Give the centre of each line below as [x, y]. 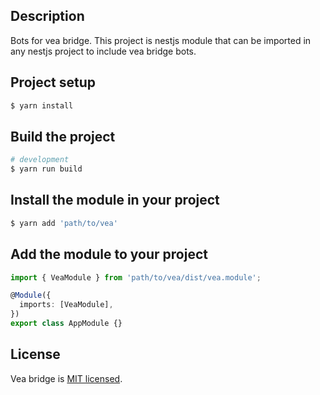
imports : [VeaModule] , [66, 305]
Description [47, 16]
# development [40, 160]
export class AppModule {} [66, 324]
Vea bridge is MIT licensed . [66, 378]
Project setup [53, 82]
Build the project [63, 136]
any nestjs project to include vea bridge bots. [103, 51]
